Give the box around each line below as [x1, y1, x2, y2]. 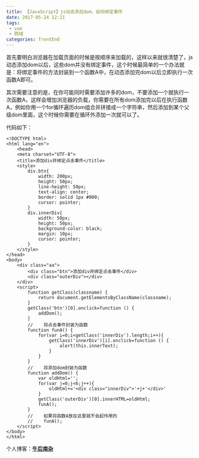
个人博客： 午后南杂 [6, 445, 54, 452]
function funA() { [27, 327, 73, 333]
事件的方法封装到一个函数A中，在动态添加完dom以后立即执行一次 [32, 69, 193, 75]
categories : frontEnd [6, 36, 60, 42]
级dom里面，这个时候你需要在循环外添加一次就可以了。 [6, 111, 143, 118]
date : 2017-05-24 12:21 [6, 14, 66, 20]
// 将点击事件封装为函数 [27, 322, 88, 328]
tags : [6, 20, 20, 26]
